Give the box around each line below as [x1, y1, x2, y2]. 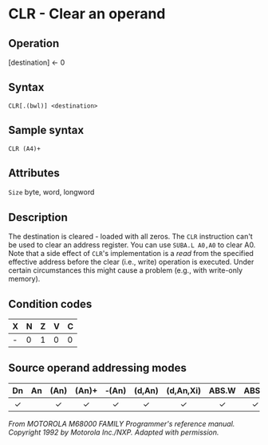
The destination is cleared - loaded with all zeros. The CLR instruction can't [8, 232, 253, 242]
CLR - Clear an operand [8, 5, 166, 23]
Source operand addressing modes [8, 361, 187, 375]
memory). [8, 274, 41, 284]
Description [8, 211, 68, 224]
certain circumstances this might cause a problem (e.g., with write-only [8, 266, 243, 275]
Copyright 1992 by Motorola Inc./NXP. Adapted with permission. [8, 427, 219, 437]
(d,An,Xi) [166, 384, 202, 396]
